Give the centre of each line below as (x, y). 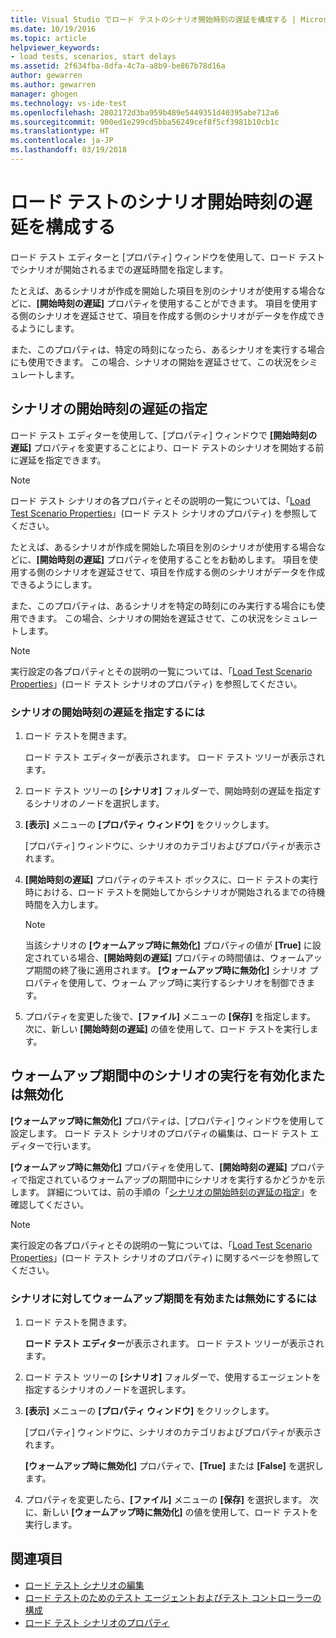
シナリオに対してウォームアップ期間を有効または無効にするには (163, 1298)
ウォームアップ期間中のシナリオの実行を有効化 (155, 1076)
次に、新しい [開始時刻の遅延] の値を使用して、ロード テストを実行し (167, 1028)
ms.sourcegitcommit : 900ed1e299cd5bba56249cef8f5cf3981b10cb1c (145, 122)
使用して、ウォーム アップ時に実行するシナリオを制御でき (187, 982)
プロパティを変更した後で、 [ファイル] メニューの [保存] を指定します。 (170, 1016)
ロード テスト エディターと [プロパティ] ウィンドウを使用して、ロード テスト (167, 257)
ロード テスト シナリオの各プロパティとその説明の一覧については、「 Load (160, 500)
